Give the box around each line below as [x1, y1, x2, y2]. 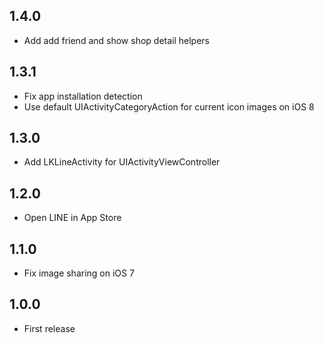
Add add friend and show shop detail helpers [23, 34, 211, 46]
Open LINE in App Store [23, 212, 122, 224]
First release [23, 322, 76, 334]
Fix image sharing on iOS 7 [23, 267, 135, 279]
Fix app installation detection [23, 90, 143, 102]
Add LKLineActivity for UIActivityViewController [23, 156, 221, 168]
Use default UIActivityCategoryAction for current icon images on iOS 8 [23, 100, 315, 113]
